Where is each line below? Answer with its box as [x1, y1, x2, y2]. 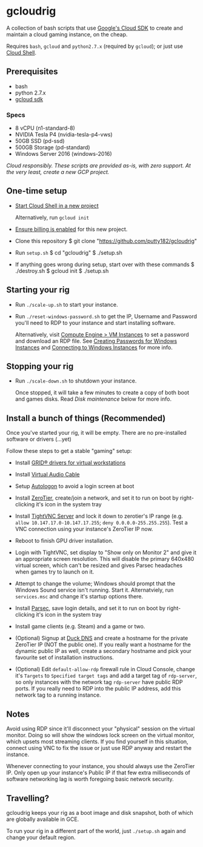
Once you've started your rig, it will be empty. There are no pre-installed [6, 429, 187, 437]
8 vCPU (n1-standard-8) [15, 124, 76, 132]
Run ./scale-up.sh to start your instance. [15, 301, 118, 308]
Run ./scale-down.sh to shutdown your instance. [15, 377, 137, 384]
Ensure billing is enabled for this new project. [15, 226, 128, 233]
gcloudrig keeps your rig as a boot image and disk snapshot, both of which [6, 809, 194, 816]
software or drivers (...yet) [6, 435, 72, 443]
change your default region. [6, 834, 76, 841]
